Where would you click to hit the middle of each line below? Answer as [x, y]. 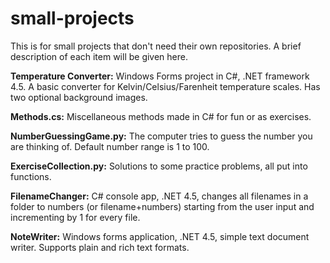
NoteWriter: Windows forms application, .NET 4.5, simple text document [160, 236]
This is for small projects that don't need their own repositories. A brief [156, 46]
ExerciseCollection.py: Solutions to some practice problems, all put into [159, 166]
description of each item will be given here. [99, 56]
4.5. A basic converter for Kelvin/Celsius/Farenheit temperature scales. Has [165, 86]
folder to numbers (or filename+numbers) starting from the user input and [162, 206]
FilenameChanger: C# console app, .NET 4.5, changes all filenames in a [159, 196]
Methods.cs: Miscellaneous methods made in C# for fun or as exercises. [161, 116]
